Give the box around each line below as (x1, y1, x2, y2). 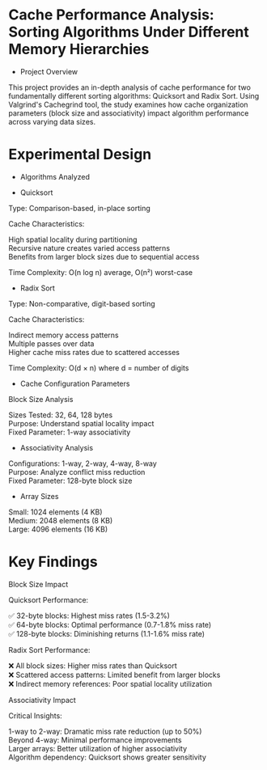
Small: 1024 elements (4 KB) (8, 507, 103, 517)
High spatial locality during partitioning (8, 235, 138, 244)
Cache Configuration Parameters (19, 379, 130, 388)
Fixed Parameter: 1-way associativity (8, 427, 131, 437)
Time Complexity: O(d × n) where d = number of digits (8, 362, 189, 373)
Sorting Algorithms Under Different (8, 23, 249, 41)
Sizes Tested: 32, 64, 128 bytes (8, 410, 113, 420)
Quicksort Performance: (8, 594, 89, 604)
